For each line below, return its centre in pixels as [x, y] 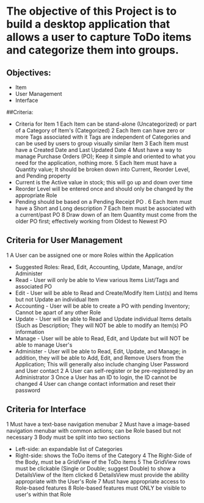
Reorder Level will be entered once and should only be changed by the [104, 189]
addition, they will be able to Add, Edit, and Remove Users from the [100, 358]
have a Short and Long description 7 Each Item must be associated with [106, 208]
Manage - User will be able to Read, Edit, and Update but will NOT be [102, 338]
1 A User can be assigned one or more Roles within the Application [90, 255]
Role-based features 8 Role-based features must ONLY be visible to [100, 488]
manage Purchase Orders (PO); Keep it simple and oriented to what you [105, 156]
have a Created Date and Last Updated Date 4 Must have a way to [98, 150]
